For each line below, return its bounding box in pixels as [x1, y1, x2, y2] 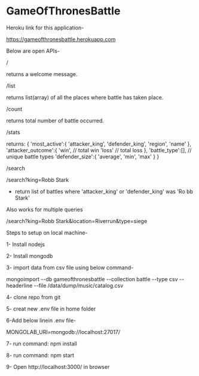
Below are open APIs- [6, 47, 60, 55]
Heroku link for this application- [6, 24, 84, 31]
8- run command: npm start [6, 351, 75, 359]
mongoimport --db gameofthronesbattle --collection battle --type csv [6, 275, 178, 282]
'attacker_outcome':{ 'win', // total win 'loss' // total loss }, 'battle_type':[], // [6, 146, 192, 154]
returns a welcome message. [6, 70, 78, 77]
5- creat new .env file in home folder [6, 305, 96, 312]
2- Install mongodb [6, 252, 53, 259]
